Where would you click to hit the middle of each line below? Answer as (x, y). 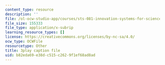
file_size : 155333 (24, 23)
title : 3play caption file (33, 50)
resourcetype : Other (26, 46)
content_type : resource (29, 10)
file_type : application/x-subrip (39, 28)
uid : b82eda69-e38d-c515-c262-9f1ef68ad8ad (50, 55)
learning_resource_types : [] (35, 32)
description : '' (22, 14)
